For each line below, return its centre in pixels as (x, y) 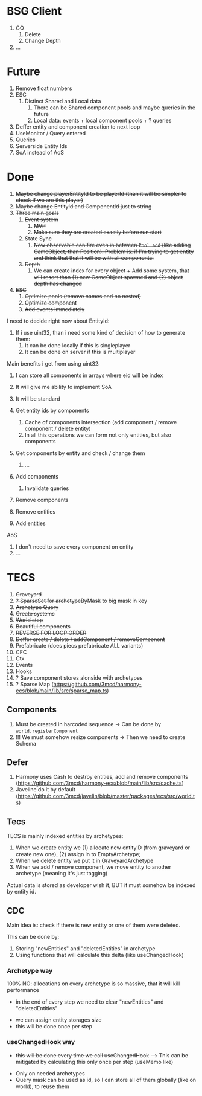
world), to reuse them (42, 1086)
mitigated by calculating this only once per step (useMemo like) (94, 1062)
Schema (26, 743)
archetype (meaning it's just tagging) (62, 874)
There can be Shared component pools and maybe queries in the (114, 108)
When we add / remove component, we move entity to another (93, 867)
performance (23, 990)
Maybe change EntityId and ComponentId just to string (84, 206)
